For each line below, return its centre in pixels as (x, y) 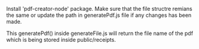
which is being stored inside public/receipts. (61, 40)
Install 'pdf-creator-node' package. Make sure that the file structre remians (99, 9)
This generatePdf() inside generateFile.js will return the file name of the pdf (100, 33)
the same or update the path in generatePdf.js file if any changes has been (99, 15)
